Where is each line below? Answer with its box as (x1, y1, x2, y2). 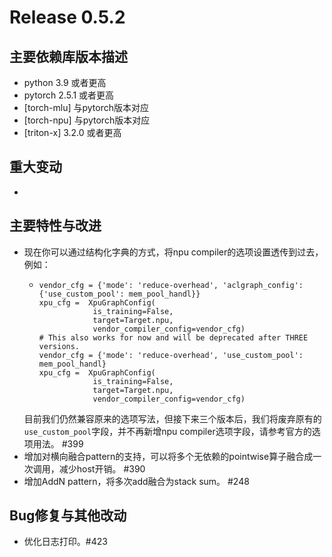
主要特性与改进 (9, 217, 102, 235)
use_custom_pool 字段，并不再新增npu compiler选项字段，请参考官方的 (23, 425, 312, 437)
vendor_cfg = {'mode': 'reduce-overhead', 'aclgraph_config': (38, 280, 304, 290)
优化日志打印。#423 (23, 536, 108, 548)
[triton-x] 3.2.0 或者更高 (23, 127, 122, 138)
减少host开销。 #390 (58, 462, 146, 475)
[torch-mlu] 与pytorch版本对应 (23, 102, 149, 113)
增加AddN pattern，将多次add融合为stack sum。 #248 (23, 475, 250, 487)
